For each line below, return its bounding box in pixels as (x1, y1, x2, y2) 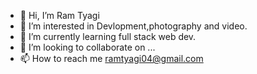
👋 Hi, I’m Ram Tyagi (19, 10, 100, 21)
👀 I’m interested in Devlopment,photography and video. (19, 20, 248, 32)
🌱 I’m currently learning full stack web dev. (19, 31, 197, 42)
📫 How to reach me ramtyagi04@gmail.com (19, 53, 204, 64)
